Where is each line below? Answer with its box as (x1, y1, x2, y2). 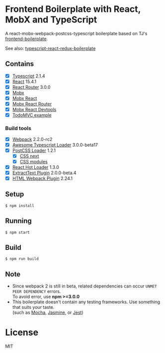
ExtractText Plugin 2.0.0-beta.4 (12, 170, 77, 176)
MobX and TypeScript (5, 14, 97, 25)
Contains (5, 60, 34, 68)
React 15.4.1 (12, 78, 37, 84)
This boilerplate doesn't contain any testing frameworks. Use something (12, 299, 161, 305)
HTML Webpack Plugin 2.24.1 (12, 175, 73, 181)
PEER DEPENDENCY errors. (12, 288, 61, 294)
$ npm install (5, 203, 35, 208)
